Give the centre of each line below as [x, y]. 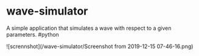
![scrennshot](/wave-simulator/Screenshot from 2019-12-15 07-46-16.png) [100, 46]
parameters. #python [33, 34]
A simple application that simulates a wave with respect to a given [89, 28]
